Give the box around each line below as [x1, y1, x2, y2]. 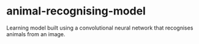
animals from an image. [6, 30, 66, 37]
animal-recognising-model [6, 4, 146, 18]
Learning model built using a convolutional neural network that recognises [6, 24, 193, 31]
